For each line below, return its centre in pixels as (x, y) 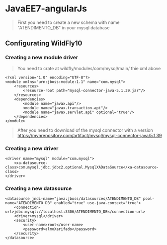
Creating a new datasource (39, 188)
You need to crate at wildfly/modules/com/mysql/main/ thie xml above (89, 68)
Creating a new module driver (42, 58)
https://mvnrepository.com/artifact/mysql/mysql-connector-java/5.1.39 (89, 135)
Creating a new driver (32, 148)
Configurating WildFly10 (44, 43)
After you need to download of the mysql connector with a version (85, 130)
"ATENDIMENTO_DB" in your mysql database (63, 27)
